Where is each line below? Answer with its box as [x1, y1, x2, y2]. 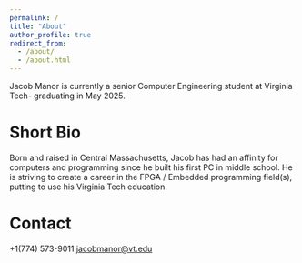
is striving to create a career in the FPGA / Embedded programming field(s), [9, 171, 293, 182]
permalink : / [9, 13, 59, 23]
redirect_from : [9, 38, 67, 48]
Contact [9, 213, 72, 234]
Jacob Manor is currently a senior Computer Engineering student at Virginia [9, 81, 293, 91]
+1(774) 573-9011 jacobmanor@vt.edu [9, 243, 153, 254]
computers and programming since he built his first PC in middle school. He [9, 161, 293, 173]
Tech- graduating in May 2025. [9, 90, 126, 101]
